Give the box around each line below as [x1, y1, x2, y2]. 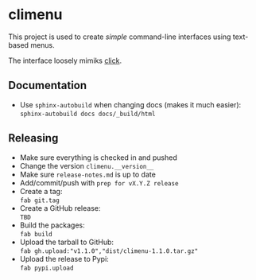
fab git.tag [19, 196, 60, 204]
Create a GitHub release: [19, 203, 101, 212]
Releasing [8, 131, 59, 145]
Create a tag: [19, 186, 63, 196]
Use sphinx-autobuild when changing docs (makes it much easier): [19, 99, 242, 109]
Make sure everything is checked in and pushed [19, 153, 177, 162]
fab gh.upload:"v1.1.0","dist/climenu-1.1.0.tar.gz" [19, 247, 199, 255]
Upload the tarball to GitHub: [19, 237, 114, 247]
